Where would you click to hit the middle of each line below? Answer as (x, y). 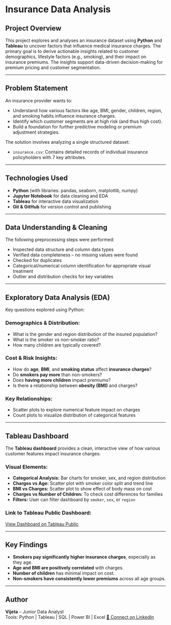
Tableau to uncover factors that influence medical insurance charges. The (83, 46)
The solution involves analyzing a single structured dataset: (67, 142)
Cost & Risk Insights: (31, 358)
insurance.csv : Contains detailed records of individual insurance (80, 152)
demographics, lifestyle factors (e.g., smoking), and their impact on (76, 57)
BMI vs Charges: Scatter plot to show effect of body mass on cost (82, 489)
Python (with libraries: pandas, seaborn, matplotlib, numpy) (75, 190)
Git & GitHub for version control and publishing (62, 206)
